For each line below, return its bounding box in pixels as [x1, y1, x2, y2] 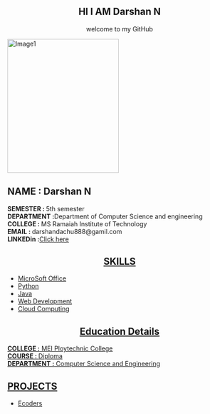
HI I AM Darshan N [78, 6, 162, 18]
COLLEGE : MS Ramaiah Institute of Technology [7, 219, 147, 228]
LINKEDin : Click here [7, 235, 69, 243]
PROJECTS [7, 380, 58, 392]
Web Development [17, 297, 73, 306]
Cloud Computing [17, 305, 70, 313]
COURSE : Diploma [7, 352, 63, 360]
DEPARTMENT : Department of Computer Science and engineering [7, 212, 203, 221]
